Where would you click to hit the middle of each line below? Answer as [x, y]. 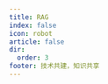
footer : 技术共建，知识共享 [54, 66]
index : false [33, 25]
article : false [37, 42]
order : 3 [33, 58]
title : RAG [29, 17]
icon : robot [31, 33]
